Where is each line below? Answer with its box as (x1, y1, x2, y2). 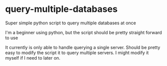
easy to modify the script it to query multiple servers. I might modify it (5, 50, 149, 56)
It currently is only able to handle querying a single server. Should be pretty (5, 44, 160, 50)
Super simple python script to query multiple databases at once (5, 20, 136, 26)
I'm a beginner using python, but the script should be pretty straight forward (5, 29, 162, 35)
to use (5, 35, 18, 41)
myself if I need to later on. (5, 55, 60, 61)
